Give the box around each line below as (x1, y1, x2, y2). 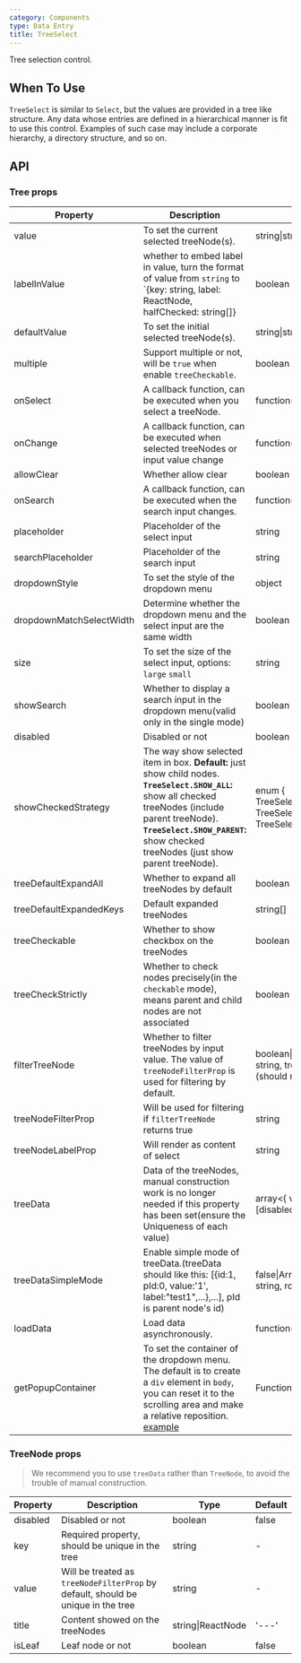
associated (142, 1016, 190, 1028)
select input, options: (142, 656, 231, 669)
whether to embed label (142, 249, 244, 262)
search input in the (142, 693, 222, 706)
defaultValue (13, 325, 67, 338)
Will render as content (142, 1138, 236, 1150)
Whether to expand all (142, 871, 236, 884)
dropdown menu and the (142, 608, 247, 620)
